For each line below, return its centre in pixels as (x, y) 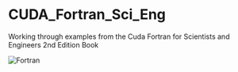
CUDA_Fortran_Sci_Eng (87, 15)
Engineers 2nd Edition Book (54, 44)
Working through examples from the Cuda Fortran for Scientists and (119, 36)
